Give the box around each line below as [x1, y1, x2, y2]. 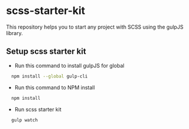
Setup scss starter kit [6, 47, 86, 57]
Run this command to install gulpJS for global [14, 62, 124, 69]
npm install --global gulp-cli [11, 73, 88, 79]
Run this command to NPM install [14, 83, 95, 91]
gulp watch [11, 117, 38, 123]
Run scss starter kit [14, 106, 62, 113]
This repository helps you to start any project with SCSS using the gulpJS [6, 23, 184, 30]
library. [6, 29, 23, 36]
